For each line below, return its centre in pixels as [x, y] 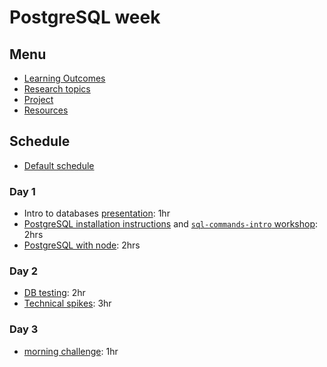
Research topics [57, 89]
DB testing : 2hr [54, 293]
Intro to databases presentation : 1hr [97, 213]
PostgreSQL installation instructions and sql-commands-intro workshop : [171, 224]
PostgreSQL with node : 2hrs [82, 245]
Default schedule [59, 165]
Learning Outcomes [64, 78]
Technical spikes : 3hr [67, 303]
